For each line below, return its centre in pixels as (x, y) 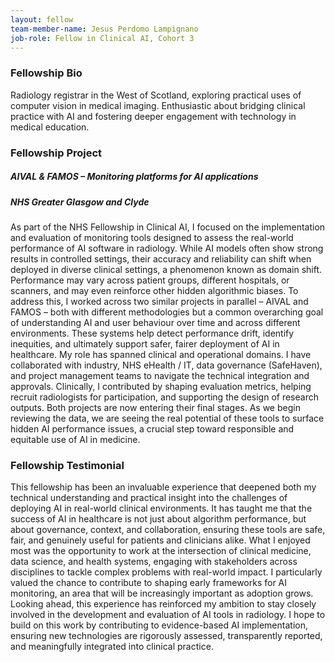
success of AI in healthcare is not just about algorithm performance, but (158, 519)
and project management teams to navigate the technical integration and (160, 375)
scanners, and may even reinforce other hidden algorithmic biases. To (154, 290)
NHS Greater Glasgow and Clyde (80, 202)
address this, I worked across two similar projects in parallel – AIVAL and (159, 301)
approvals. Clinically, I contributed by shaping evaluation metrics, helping (161, 386)
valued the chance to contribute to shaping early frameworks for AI (149, 583)
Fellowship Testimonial (67, 465)
